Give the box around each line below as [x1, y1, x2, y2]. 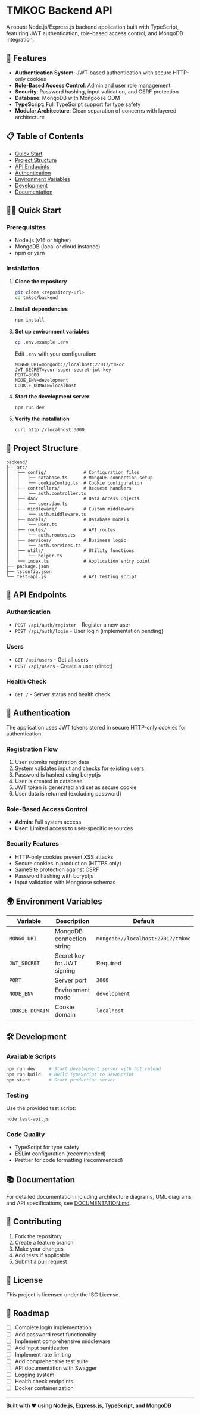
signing [54, 967, 76, 975]
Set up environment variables [14, 328, 90, 335]
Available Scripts [6, 1052, 57, 1061]
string [54, 942, 71, 950]
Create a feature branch [14, 1239, 74, 1246]
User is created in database [14, 778, 83, 784]
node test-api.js [6, 1116, 49, 1123]
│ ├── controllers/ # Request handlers [6, 485, 132, 491]
